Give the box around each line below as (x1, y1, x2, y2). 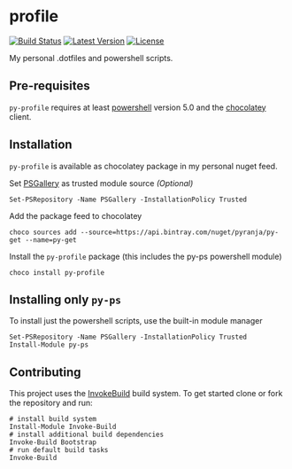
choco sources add (9, 228, 77, 237)
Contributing (9, 364, 81, 379)
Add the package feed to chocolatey (9, 210, 142, 221)
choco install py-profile (9, 268, 104, 277)
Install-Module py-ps (9, 340, 89, 349)
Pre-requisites (9, 78, 90, 94)
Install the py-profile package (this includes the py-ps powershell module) (9, 251, 282, 262)
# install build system (9, 415, 97, 424)
